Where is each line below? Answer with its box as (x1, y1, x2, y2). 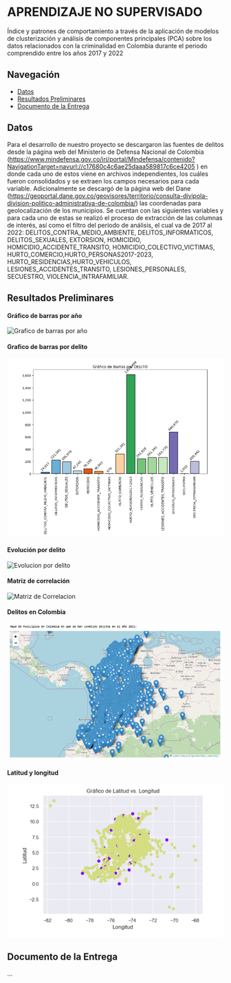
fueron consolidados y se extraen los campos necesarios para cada (7, 177, 199, 185)
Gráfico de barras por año (7, 311, 82, 319)
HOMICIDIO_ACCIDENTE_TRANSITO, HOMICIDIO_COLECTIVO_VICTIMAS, (7, 243, 215, 251)
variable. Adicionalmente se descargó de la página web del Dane (7, 184, 191, 192)
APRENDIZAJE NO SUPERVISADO (7, 4, 203, 20)
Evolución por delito (7, 546, 66, 554)
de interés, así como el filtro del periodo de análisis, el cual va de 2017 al (7, 221, 212, 229)
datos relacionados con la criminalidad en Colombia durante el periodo (7, 41, 208, 50)
